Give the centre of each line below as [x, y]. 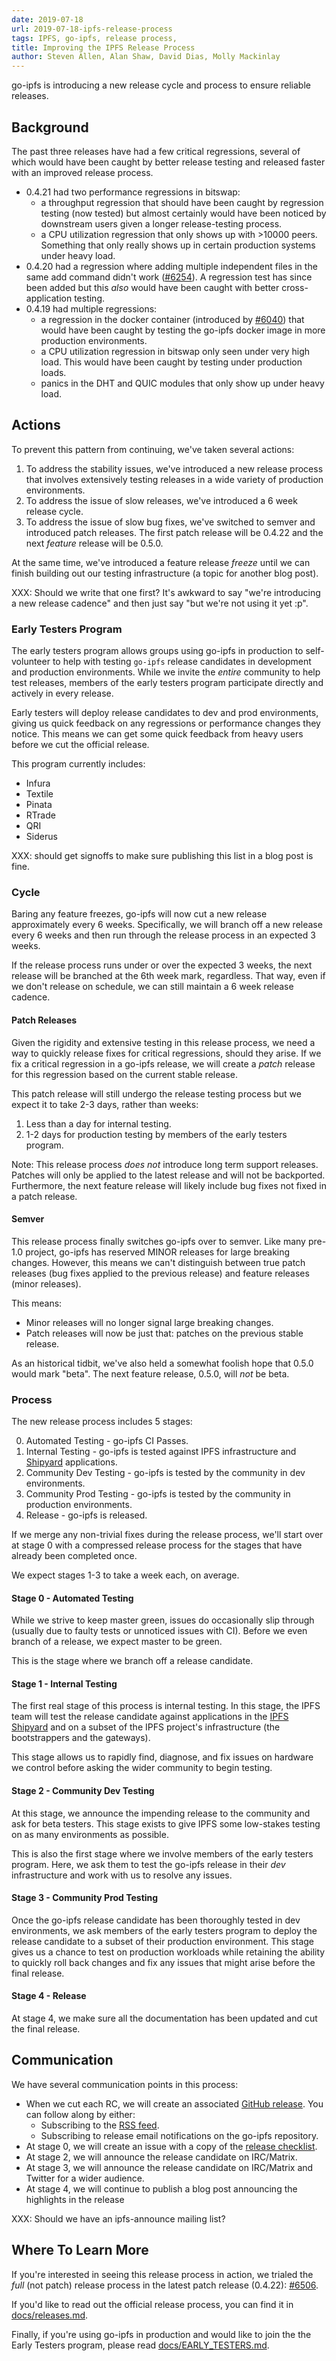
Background [50, 127]
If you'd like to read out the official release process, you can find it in [152, 2304]
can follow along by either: [80, 2114]
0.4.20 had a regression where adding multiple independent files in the [171, 266]
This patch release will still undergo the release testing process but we [156, 1093]
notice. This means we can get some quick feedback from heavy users [157, 734]
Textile [39, 794]
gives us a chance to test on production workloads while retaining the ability [168, 1952]
